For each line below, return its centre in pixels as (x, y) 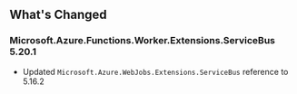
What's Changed (58, 15)
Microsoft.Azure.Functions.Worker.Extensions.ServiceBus (142, 41)
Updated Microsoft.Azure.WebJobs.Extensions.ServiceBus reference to (155, 71)
